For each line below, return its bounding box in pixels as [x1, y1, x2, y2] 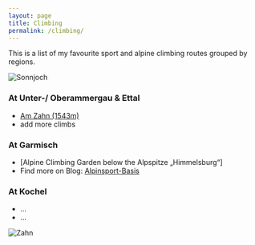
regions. [8, 57, 36, 66]
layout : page [8, 11, 52, 20]
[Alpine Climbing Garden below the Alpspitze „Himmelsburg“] [19, 157, 223, 167]
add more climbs [19, 119, 76, 129]
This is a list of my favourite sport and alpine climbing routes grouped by [8, 49, 248, 58]
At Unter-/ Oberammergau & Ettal [8, 93, 140, 104]
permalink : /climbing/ [8, 26, 84, 34]
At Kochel [8, 186, 47, 197]
